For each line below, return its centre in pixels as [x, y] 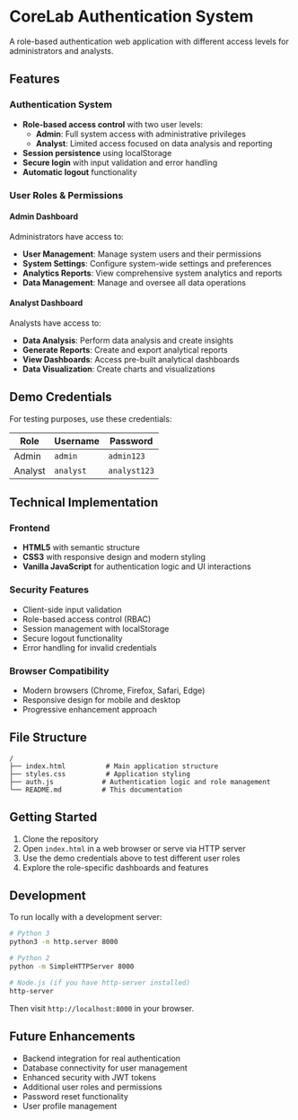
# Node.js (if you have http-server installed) [100, 983]
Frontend [30, 529]
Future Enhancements [73, 1037]
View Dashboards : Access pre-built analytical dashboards [131, 359]
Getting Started [53, 817]
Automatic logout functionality [79, 171]
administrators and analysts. [61, 50]
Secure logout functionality [72, 638]
